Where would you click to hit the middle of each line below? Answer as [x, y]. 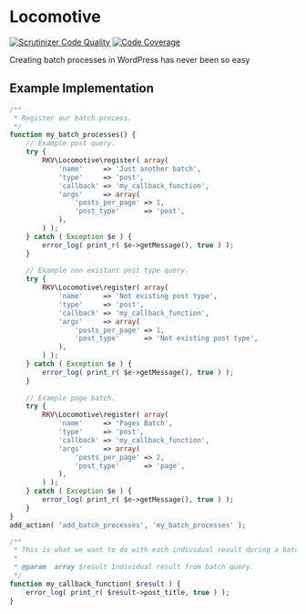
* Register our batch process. [72, 118]
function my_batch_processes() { [73, 135]
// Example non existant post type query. [107, 271]
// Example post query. [71, 143]
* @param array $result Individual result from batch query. [134, 567]
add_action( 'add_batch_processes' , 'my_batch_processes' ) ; [128, 525]
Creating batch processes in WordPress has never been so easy [130, 59]
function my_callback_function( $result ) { [95, 584]
